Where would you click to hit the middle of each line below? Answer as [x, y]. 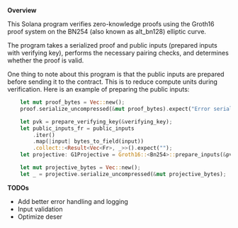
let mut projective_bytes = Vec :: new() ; [80, 168]
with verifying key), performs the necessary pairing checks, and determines [118, 53]
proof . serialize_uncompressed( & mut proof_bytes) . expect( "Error [115, 109]
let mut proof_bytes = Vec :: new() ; [73, 102]
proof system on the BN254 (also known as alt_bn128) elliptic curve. [107, 32]
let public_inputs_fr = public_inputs [77, 128]
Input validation [40, 209]
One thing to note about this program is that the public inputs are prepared [116, 74]
